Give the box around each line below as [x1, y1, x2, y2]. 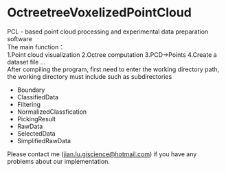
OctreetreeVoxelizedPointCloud [7, 5, 192, 21]
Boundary [16, 86, 45, 94]
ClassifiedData [16, 93, 59, 101]
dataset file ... [7, 58, 46, 66]
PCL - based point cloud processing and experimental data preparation [7, 27, 209, 36]
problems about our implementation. [7, 157, 110, 165]
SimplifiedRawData [16, 136, 71, 145]
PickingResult [16, 114, 56, 123]
